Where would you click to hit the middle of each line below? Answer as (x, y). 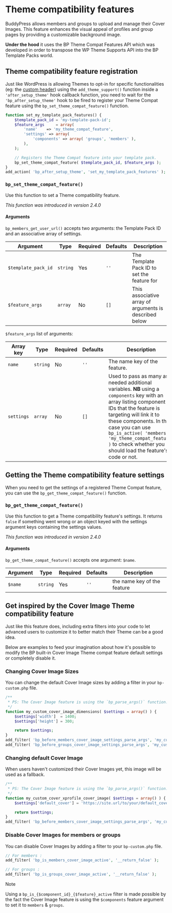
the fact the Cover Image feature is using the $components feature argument (84, 900)
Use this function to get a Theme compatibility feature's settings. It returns (84, 516)
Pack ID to (144, 268)
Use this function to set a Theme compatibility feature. (63, 195)
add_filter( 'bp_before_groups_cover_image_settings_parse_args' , (78, 745)
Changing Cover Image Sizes (42, 671)
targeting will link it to (134, 414)
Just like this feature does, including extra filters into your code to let (78, 626)
